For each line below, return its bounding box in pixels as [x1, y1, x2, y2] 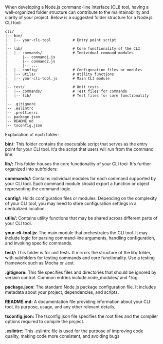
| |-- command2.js [5, 59, 55, 64]
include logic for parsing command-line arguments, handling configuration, [5, 235, 156, 241]
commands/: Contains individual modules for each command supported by [5, 176, 156, 181]
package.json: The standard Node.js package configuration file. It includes [5, 284, 156, 290]
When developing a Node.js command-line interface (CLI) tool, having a [5, 4, 149, 10]
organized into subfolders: [5, 166, 58, 172]
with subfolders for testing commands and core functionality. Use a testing [5, 255, 155, 261]
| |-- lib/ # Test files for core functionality [5, 93, 149, 98]
